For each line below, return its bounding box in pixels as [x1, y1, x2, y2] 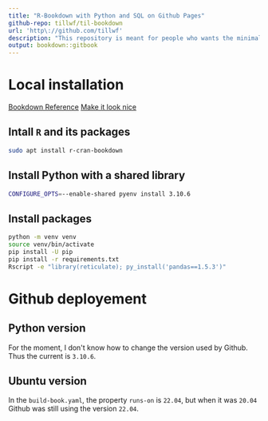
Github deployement [8, 289, 148, 308]
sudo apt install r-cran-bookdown [8, 146, 124, 154]
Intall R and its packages [8, 125, 131, 139]
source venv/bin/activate [8, 240, 94, 248]
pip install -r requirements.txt [8, 255, 120, 264]
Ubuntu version [8, 375, 88, 388]
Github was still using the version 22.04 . [8, 404, 140, 414]
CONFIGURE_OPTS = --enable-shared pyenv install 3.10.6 [8, 189, 191, 198]
